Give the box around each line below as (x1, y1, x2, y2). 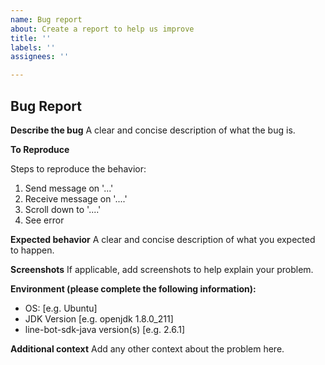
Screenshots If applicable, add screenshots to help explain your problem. (10, 263, 314, 275)
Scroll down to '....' (24, 203, 102, 215)
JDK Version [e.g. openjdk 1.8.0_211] (24, 312, 174, 325)
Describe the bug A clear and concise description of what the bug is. (10, 124, 296, 136)
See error (24, 214, 65, 226)
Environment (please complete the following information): (10, 282, 257, 295)
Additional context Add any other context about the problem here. (10, 342, 285, 355)
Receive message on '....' (24, 192, 128, 205)
